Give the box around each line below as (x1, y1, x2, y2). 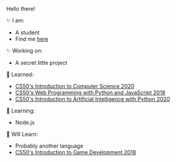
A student (15, 29, 40, 36)
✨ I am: (6, 17, 25, 24)
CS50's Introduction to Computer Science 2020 (15, 83, 135, 89)
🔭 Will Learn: (6, 131, 38, 138)
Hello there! (6, 5, 35, 12)
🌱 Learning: (6, 107, 35, 114)
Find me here (15, 36, 49, 42)
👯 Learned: (6, 71, 34, 78)
